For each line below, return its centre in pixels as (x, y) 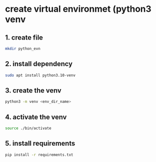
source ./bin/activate (28, 128)
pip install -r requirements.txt (39, 155)
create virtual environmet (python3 (78, 9)
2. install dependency (39, 64)
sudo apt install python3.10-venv (40, 75)
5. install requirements (40, 144)
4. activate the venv (36, 117)
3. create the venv (33, 90)
